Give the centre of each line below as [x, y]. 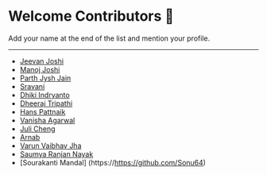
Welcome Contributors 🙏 [91, 16]
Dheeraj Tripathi [46, 103]
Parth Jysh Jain [45, 78]
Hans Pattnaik [43, 111]
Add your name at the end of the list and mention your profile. [109, 38]
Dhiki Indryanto [44, 95]
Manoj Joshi [40, 69]
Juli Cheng [37, 128]
